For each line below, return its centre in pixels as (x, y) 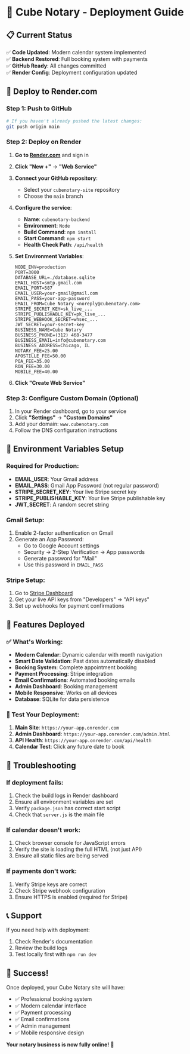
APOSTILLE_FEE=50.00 (40, 356)
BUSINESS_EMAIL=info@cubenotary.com (60, 340)
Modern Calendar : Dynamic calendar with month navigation (88, 655)
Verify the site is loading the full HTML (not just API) (78, 849)
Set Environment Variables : (49, 256)
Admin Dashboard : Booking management (66, 686)
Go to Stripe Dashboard (44, 593)
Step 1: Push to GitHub (39, 109)
